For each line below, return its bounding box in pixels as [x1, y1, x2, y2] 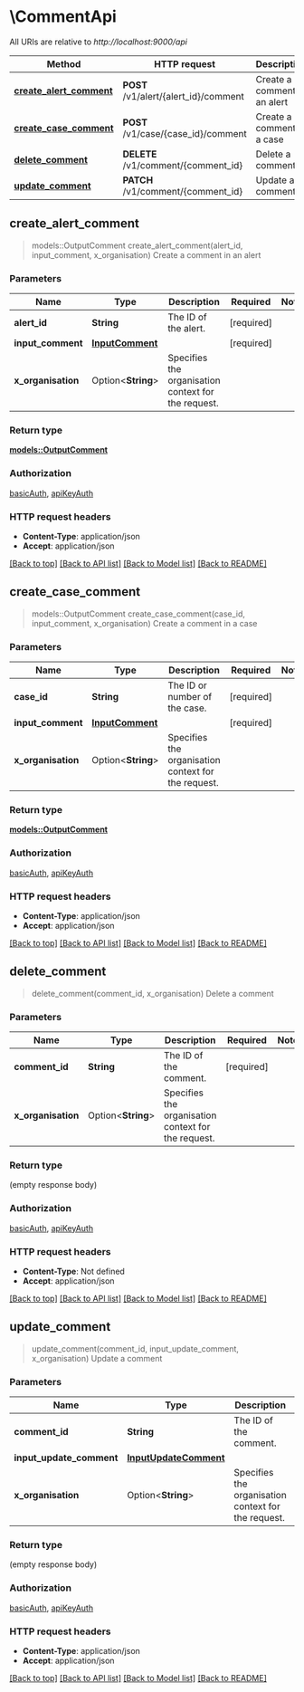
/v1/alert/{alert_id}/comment [122, 90, 244, 102]
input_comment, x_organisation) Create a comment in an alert [31, 249, 261, 260]
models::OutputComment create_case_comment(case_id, [31, 608, 246, 619]
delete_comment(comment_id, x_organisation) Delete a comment [31, 988, 274, 999]
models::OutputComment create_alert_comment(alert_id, [31, 240, 243, 251]
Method [46, 57, 81, 70]
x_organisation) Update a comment [31, 1353, 163, 1363]
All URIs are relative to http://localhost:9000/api [9, 36, 188, 47]
